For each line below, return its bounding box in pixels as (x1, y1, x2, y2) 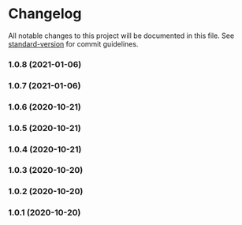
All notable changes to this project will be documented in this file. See (8, 31, 235, 40)
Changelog (8, 5, 82, 23)
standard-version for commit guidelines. (8, 39, 139, 48)
